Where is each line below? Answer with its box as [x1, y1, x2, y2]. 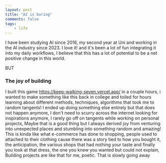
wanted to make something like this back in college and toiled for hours [5, 94, 152, 100]
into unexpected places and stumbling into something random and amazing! [5, 126, 161, 132]
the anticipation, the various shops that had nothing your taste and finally [5, 142, 156, 148]
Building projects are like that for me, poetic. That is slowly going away [5, 153, 151, 159]
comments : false [5, 16, 39, 21]
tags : [5, 21, 16, 26]
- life [14, 26, 28, 31]
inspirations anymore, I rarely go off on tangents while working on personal [5, 115, 160, 121]
